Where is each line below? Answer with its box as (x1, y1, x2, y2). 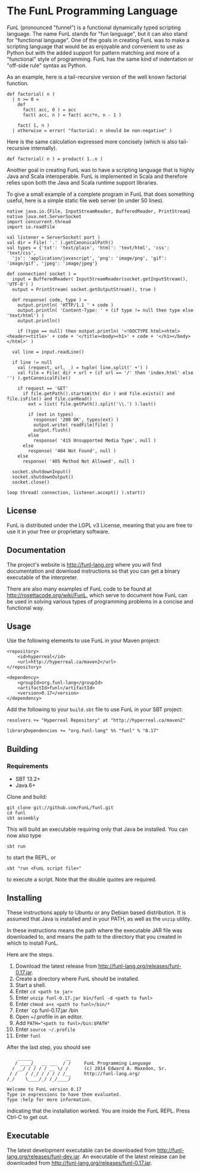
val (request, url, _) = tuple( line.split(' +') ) (17, 364, 148, 370)
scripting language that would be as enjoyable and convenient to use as (7, 43, 183, 50)
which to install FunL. (7, 939, 59, 946)
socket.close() (12, 479, 50, 485)
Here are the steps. (7, 951, 54, 958)
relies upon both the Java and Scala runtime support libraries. (7, 179, 158, 186)
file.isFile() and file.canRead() (7, 396, 93, 402)
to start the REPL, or (7, 854, 56, 861)
